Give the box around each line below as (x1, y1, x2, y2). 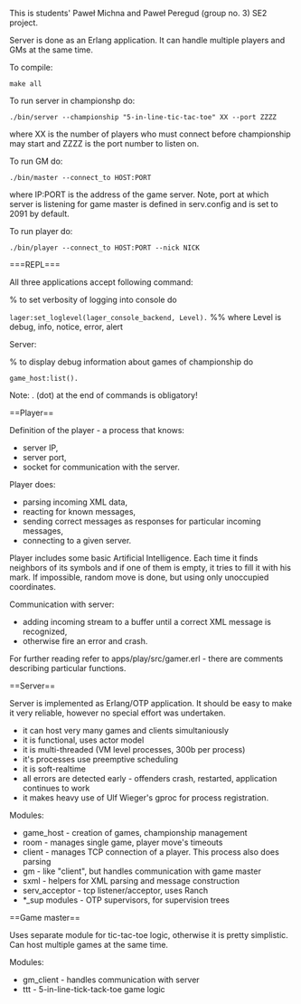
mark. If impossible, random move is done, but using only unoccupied (9, 572, 269, 583)
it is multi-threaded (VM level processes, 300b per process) (22, 744, 246, 754)
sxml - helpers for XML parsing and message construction (22, 876, 240, 886)
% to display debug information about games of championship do (9, 356, 254, 367)
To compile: (9, 62, 53, 72)
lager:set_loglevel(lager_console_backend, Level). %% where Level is (9, 312, 282, 322)
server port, (22, 452, 67, 462)
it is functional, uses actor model (22, 734, 145, 745)
